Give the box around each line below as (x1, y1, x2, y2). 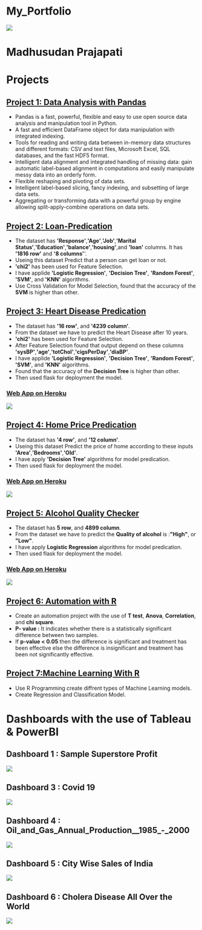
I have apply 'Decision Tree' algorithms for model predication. (15, 455, 171, 462)
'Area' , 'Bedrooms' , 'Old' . (15, 449, 78, 456)
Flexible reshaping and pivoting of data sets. (15, 178, 126, 185)
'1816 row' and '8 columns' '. (15, 250, 87, 257)
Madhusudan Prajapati (6, 45, 123, 59)
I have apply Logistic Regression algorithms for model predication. (15, 543, 183, 550)
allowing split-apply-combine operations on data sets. (15, 203, 150, 211)
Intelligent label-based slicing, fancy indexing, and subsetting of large (15, 184, 189, 192)
